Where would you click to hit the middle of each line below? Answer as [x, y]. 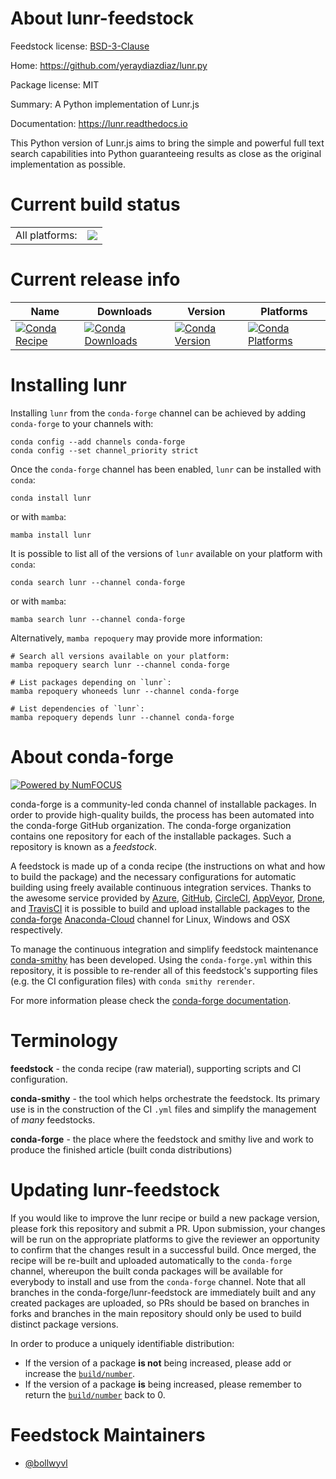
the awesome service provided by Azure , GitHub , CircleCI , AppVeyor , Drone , [168, 898]
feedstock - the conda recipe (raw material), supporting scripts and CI [156, 1068]
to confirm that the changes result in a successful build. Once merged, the [163, 1249]
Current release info [95, 279]
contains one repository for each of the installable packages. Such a [151, 836]
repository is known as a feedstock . [84, 846]
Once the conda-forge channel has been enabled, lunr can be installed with [166, 469]
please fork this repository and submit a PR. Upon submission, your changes [168, 1228]
